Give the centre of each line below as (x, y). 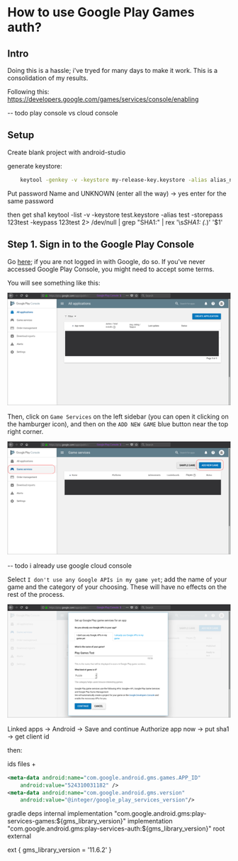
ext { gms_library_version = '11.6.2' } (59, 850)
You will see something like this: (54, 283)
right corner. (25, 431)
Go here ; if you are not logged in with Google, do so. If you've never (106, 261)
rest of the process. (36, 595)
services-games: (32, 821)
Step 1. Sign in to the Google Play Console (101, 245)
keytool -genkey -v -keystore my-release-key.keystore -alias (114, 180)
